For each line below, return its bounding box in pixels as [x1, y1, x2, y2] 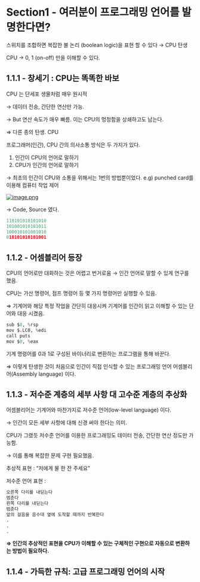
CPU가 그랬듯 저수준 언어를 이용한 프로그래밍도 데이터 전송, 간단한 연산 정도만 [6, 432, 188, 439]
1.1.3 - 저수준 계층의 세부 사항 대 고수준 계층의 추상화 [6, 389, 187, 400]
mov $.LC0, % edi [6, 327, 47, 333]
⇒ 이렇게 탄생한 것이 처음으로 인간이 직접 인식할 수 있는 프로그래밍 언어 [6, 362, 172, 370]
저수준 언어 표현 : [6, 477, 47, 485]
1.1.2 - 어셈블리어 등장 [6, 252, 82, 263]
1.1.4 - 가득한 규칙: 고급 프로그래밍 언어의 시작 [6, 566, 165, 577]
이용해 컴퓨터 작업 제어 [6, 181, 59, 188]
